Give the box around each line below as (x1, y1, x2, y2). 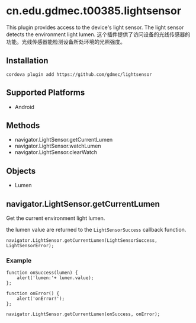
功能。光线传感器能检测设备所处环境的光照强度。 (6, 38, 126, 45)
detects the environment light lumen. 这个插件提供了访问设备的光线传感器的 (6, 31, 191, 38)
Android (14, 103, 34, 110)
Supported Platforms (6, 88, 85, 98)
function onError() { (6, 290, 60, 297)
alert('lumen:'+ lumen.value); (17, 275, 94, 281)
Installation (6, 56, 49, 66)
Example (6, 256, 32, 264)
